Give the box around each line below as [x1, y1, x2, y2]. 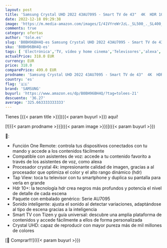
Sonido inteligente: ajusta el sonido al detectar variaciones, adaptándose [12, 201, 162, 207]
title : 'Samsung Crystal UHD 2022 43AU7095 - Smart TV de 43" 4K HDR [5, 12, 157, 17]
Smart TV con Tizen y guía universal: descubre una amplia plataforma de [12, 212, 162, 218]
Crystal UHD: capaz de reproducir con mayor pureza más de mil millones [12, 223, 162, 229]
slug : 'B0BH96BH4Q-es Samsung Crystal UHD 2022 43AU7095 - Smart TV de [5, 40, 157, 45]
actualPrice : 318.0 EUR [5, 53, 55, 59]
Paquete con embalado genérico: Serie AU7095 [12, 196, 110, 202]
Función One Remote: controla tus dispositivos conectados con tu [12, 143, 148, 149]
